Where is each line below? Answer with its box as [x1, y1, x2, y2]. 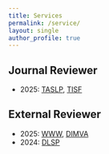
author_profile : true [8, 34, 81, 42]
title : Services [8, 11, 63, 20]
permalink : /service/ [8, 19, 81, 27]
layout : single [8, 26, 59, 34]
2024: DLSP [19, 137, 60, 147]
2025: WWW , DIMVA [19, 128, 89, 138]
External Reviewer [8, 108, 102, 121]
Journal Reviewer [8, 63, 98, 77]
